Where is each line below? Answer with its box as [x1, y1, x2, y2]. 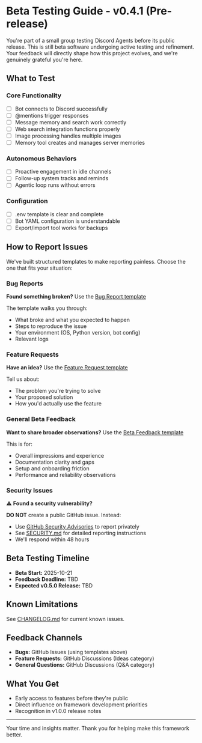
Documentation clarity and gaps [14, 458, 95, 466]
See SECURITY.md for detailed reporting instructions [14, 529, 146, 536]
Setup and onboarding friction [14, 464, 90, 472]
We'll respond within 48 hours [14, 536, 90, 543]
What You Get [6, 679, 59, 689]
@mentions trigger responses [14, 112, 89, 119]
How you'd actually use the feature [14, 400, 102, 407]
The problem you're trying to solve [14, 387, 101, 395]
